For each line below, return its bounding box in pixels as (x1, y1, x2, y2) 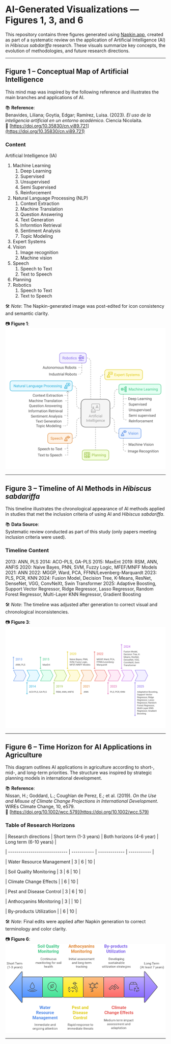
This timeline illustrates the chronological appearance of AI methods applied (5, 506, 165, 512)
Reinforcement (20, 190, 51, 196)
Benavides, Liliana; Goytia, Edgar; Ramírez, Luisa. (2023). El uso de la (5, 111, 151, 118)
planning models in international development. (5, 775, 102, 781)
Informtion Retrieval (20, 222, 62, 229)
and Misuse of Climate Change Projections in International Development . (5, 798, 159, 804)
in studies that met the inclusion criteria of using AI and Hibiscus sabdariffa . (5, 511, 164, 517)
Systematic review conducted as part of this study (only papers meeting (5, 529, 157, 535)
